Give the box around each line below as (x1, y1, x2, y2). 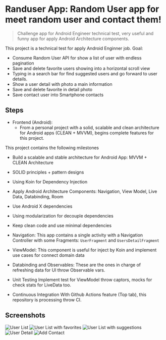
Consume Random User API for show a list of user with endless (12, 55, 142, 60)
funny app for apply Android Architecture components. (17, 36, 129, 42)
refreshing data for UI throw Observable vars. (12, 267, 106, 273)
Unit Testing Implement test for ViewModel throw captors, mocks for (12, 277, 152, 283)
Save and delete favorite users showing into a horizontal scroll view (12, 65, 150, 71)
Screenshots (5, 311, 46, 320)
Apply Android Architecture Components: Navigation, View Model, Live (12, 188, 158, 194)
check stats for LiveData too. (12, 282, 71, 288)
